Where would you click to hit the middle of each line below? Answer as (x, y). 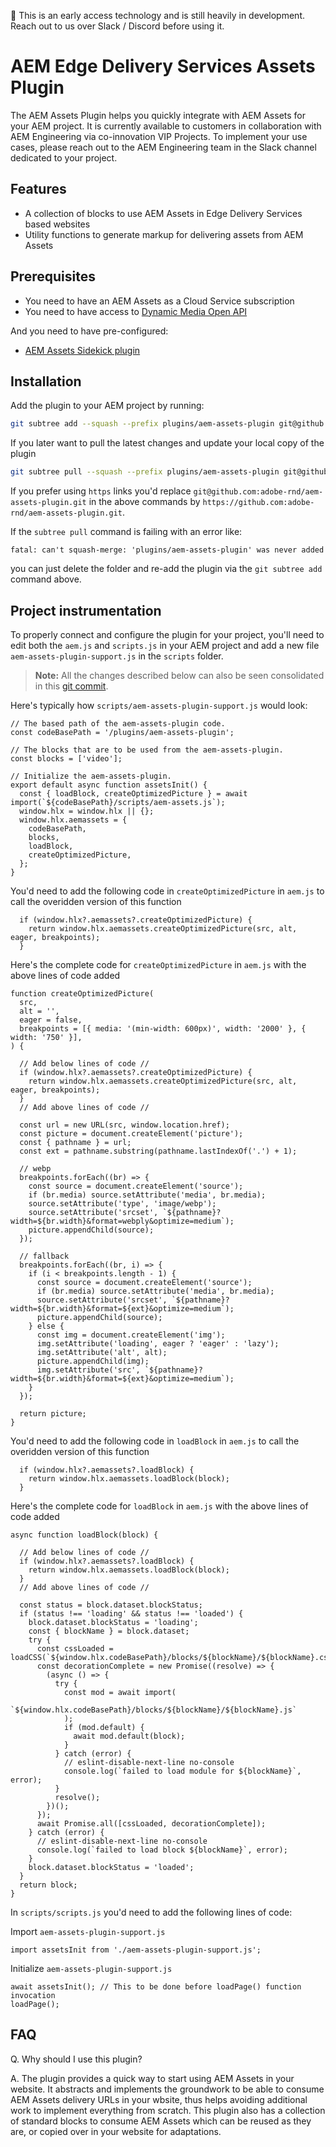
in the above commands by (144, 502)
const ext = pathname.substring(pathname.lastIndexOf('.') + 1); (158, 1151)
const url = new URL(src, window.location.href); (124, 1125)
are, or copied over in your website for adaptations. (116, 2131)
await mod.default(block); (129, 1736)
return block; (48, 1885)
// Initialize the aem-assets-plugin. (91, 776)
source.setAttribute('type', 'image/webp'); (122, 1203)
